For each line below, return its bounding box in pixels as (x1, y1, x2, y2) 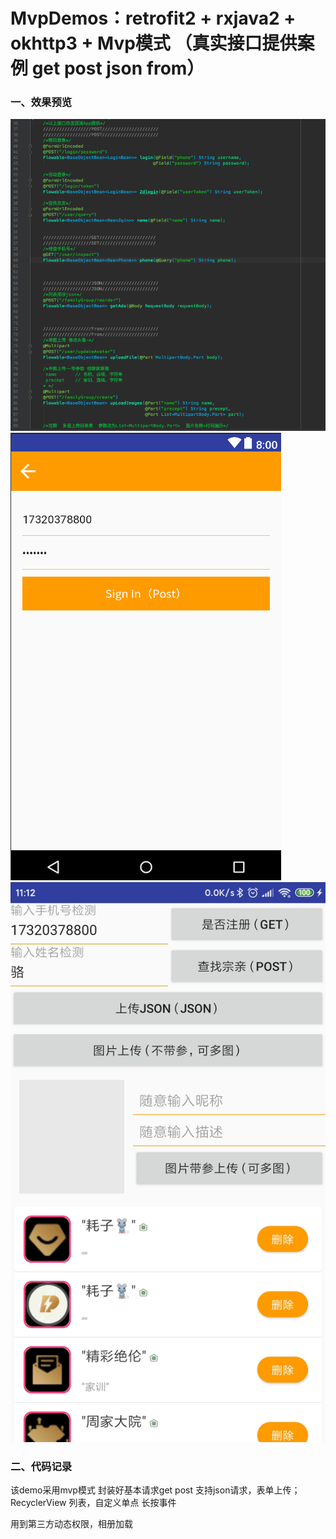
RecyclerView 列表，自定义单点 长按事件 (10, 1497, 177, 1509)
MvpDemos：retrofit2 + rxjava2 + (10, 7, 297, 30)
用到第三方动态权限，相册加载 (10, 1518, 133, 1530)
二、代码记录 (10, 1460, 73, 1474)
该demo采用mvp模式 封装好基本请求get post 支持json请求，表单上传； (10, 1484, 301, 1496)
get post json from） (31, 57, 205, 80)
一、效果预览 (10, 95, 73, 109)
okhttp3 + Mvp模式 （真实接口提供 (10, 32, 298, 55)
